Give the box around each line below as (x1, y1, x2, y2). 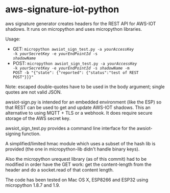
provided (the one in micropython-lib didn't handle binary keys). (5, 146, 140, 152)
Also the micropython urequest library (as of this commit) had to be (5, 156, 147, 162)
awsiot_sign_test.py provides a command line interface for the (5, 125, 136, 131)
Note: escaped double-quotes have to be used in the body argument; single (5, 83, 165, 90)
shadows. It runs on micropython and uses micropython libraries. (5, 26, 142, 32)
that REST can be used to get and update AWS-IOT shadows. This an (5, 104, 151, 111)
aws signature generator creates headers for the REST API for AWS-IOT (5, 20, 156, 27)
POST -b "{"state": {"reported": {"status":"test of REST (12, 70, 139, 75)
